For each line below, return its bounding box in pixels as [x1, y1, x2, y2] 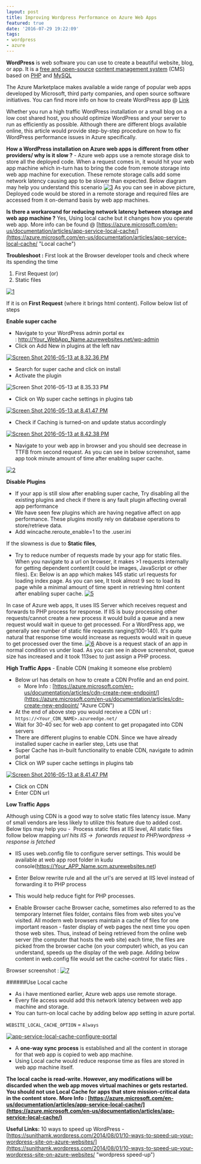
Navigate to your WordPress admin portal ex [14, 329, 125, 336]
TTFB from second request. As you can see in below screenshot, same [14, 448, 191, 455]
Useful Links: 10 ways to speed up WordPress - [6, 1125, 125, 1133]
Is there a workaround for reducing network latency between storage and [6, 208, 193, 215]
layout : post [6, 8, 39, 15]
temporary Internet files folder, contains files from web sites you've [14, 910, 181, 918]
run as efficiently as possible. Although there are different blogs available [6, 120, 187, 128]
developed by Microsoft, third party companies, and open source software [6, 90, 190, 97]
